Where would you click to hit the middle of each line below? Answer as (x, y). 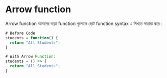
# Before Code (20, 33)
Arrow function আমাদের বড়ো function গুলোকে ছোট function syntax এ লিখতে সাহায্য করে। (84, 23)
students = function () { (32, 38)
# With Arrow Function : (31, 57)
